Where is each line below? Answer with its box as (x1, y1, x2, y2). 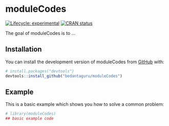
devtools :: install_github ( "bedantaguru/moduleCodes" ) (5, 73, 123, 79)
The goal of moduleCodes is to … (5, 30, 76, 36)
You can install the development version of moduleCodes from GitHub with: (5, 59, 165, 65)
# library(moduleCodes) (5, 111, 56, 116)
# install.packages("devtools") (5, 68, 74, 74)
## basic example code (5, 116, 54, 121)
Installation (5, 45, 42, 54)
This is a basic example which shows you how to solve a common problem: (5, 101, 164, 107)
